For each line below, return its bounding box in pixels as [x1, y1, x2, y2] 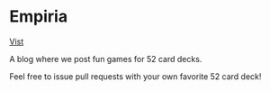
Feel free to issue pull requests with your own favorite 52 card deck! [9, 70, 262, 82]
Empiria [9, 6, 68, 27]
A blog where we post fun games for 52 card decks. [9, 53, 202, 64]
